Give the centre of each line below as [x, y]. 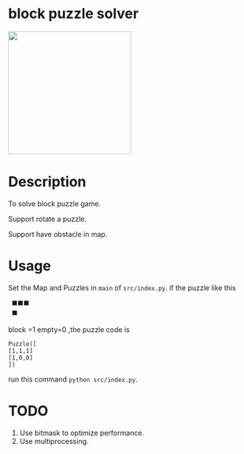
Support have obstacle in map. [58, 234]
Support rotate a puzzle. [47, 219]
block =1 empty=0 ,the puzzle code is [69, 329]
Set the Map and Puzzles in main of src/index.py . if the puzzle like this [122, 287]
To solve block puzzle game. [54, 203]
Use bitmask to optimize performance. [81, 433]
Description [47, 182]
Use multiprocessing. [54, 441]
